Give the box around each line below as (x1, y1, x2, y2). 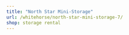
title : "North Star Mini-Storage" (6, 8, 94, 15)
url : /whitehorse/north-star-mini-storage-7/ (6, 14, 123, 20)
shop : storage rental (6, 20, 61, 26)
